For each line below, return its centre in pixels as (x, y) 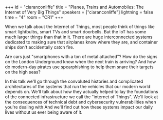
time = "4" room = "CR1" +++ (34, 17)
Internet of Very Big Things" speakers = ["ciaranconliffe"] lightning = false (79, 12)
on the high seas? (23, 72)
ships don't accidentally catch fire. (40, 47)
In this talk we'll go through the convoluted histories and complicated (74, 81)
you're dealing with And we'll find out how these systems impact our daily (79, 107)
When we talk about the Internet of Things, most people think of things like (80, 27)
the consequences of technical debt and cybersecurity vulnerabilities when (81, 102)
